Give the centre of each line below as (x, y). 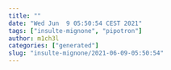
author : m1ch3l (34, 38)
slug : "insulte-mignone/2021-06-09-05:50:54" (86, 53)
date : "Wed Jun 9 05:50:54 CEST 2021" (75, 23)
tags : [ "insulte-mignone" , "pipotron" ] (75, 31)
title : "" (25, 16)
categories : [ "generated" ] (54, 46)
